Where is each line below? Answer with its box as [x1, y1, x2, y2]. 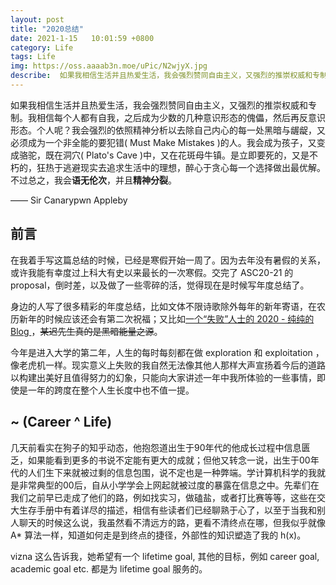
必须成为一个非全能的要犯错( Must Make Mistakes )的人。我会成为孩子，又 [10, 136, 317, 148]
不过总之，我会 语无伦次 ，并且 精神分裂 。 [10, 174, 177, 186]
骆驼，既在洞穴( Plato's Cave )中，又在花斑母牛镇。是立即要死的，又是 [18, 149, 310, 161]
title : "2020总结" [10, 24, 84, 34]
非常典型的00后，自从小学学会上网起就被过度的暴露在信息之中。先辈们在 [18, 479, 320, 491]
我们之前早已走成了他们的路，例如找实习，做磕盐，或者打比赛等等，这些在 [10, 491, 317, 503]
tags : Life [10, 52, 56, 62]
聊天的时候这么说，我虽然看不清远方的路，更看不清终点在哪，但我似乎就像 [18, 516, 326, 528]
